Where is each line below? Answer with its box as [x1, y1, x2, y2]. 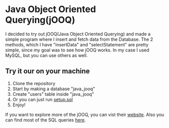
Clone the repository [12, 80, 55, 86]
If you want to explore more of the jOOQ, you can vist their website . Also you [5, 111, 164, 117]
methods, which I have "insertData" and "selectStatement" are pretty [5, 41, 149, 47]
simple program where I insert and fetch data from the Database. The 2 [5, 36, 153, 42]
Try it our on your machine [5, 67, 90, 76]
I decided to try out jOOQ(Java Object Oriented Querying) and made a [5, 31, 151, 37]
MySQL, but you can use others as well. [5, 52, 88, 58]
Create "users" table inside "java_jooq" [12, 91, 94, 97]
